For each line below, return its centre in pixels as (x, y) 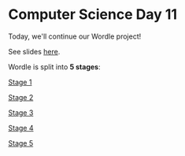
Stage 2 (21, 97)
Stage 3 (21, 113)
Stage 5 (21, 143)
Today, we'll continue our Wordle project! (75, 36)
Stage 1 (20, 82)
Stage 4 (21, 128)
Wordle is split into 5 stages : (54, 67)
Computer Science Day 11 (93, 15)
